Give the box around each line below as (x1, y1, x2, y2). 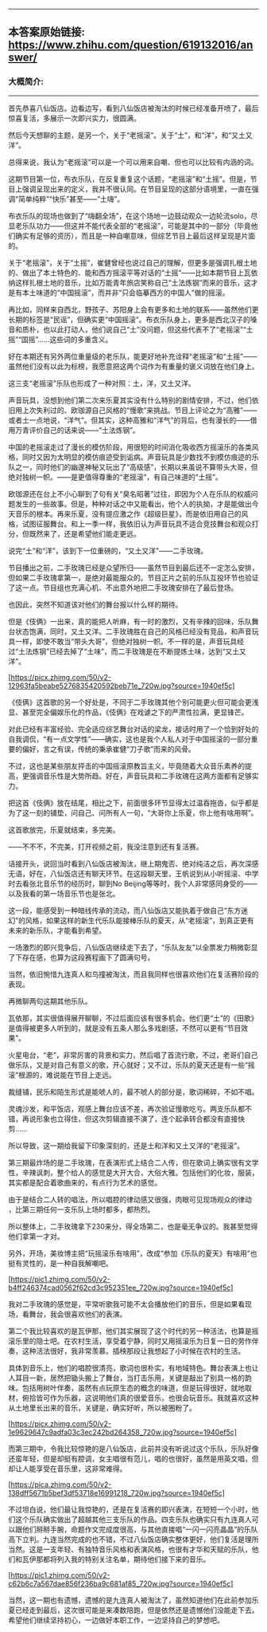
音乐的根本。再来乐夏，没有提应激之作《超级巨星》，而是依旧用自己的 (14, 509, 242, 518)
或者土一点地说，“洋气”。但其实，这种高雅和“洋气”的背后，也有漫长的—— (8, 415, 250, 425)
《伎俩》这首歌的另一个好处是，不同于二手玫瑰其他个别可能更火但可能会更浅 (8, 697, 259, 706)
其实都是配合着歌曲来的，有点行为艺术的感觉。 (8, 1178, 161, 1187)
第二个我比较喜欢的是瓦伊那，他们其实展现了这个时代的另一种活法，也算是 (8, 1326, 252, 1335)
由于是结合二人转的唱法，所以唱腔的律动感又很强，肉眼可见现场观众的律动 (8, 1194, 252, 1204)
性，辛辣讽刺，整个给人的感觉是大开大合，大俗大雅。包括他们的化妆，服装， (8, 1167, 259, 1177)
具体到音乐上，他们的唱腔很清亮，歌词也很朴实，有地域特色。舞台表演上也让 (8, 1363, 259, 1372)
